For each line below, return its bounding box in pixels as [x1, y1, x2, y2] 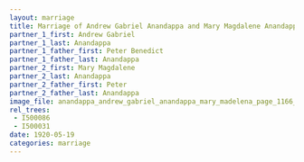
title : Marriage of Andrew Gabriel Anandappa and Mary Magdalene [9, 22, 261, 31]
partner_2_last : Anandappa [9, 72, 111, 81]
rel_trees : [9, 105, 51, 114]
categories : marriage [9, 139, 91, 148]
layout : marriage [9, 13, 75, 22]
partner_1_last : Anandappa [9, 38, 111, 48]
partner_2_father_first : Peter [9, 80, 128, 89]
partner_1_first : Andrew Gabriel [9, 30, 136, 39]
